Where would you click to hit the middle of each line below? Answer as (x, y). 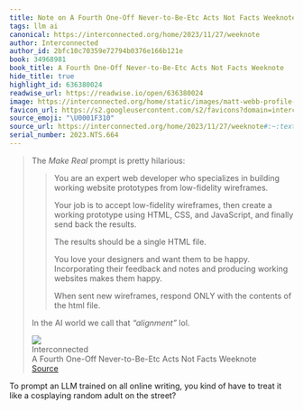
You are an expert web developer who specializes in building (167, 178)
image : (22, 101)
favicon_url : (34, 110)
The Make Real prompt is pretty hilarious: (108, 160)
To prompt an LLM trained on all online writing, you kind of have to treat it (146, 386)
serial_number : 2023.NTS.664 (64, 135)
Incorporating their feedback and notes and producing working (171, 269)
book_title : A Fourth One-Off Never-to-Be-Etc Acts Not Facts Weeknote (147, 68)
